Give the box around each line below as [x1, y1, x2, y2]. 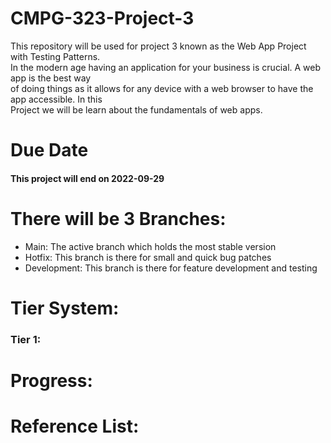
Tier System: [10, 297, 120, 319]
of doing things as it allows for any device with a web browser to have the [10, 82, 314, 94]
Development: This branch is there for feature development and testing [24, 262, 318, 274]
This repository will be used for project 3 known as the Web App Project [10, 40, 307, 52]
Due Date [10, 139, 89, 162]
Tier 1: [10, 332, 42, 346]
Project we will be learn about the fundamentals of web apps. [10, 103, 263, 116]
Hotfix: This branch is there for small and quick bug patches [24, 251, 272, 263]
